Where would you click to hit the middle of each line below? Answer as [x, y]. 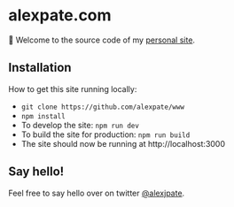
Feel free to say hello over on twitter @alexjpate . [97, 193]
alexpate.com [60, 15]
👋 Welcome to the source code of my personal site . [102, 40]
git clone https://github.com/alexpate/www [103, 107]
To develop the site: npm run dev [80, 125]
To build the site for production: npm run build [105, 134]
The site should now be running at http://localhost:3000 [123, 143]
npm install [43, 116]
